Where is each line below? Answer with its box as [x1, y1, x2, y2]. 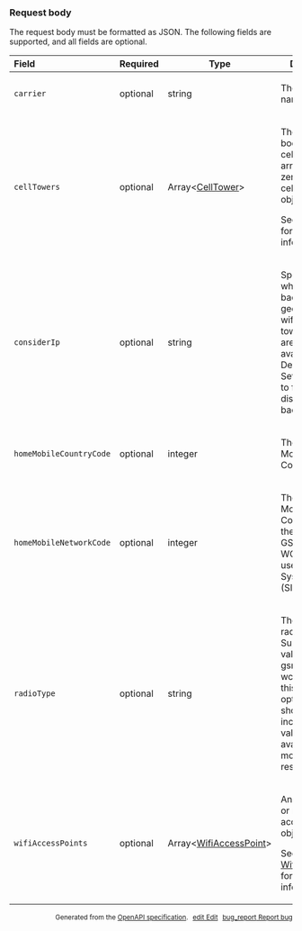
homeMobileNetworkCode [13, 538, 111, 548]
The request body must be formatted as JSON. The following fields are [9, 27, 272, 38]
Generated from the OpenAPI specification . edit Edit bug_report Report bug [55, 913, 293, 922]
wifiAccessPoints [13, 838, 88, 848]
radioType [13, 689, 56, 699]
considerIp [13, 338, 60, 348]
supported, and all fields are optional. [9, 36, 147, 47]
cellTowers [13, 182, 60, 193]
